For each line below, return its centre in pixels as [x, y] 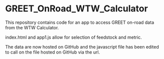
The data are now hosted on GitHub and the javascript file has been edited [82, 47]
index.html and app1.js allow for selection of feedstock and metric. [73, 37]
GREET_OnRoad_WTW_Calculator [76, 9]
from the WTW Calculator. [32, 27]
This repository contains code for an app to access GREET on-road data [80, 22]
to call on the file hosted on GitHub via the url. [53, 52]
